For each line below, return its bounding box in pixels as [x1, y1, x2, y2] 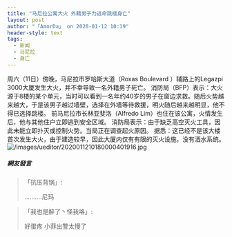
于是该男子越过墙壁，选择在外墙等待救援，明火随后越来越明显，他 [30, 101, 219, 109]
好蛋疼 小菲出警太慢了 [23, 222, 87, 230]
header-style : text [7, 29, 64, 37]
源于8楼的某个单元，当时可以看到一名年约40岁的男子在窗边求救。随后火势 [7, 92, 219, 100]
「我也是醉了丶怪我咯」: [23, 207, 93, 216]
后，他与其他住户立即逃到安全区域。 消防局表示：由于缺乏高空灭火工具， [7, 118, 215, 126]
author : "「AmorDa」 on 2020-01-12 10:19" [7, 23, 129, 30]
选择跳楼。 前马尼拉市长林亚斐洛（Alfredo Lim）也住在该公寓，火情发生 [19, 109, 223, 117]
